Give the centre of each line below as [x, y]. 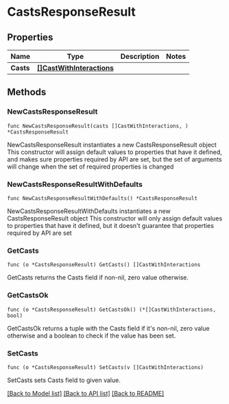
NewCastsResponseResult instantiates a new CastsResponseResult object [112, 144]
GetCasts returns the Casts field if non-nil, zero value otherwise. [98, 277]
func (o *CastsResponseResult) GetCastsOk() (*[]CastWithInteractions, [111, 310]
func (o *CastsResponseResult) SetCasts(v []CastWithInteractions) [106, 367]
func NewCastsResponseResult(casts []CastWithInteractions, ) [98, 126]
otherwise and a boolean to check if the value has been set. [92, 336]
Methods [27, 92]
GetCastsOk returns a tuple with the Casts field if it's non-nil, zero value [109, 328]
